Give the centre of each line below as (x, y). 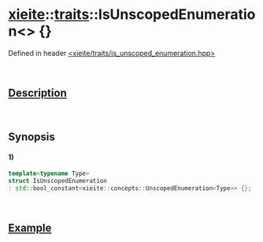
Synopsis (31, 137)
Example (30, 228)
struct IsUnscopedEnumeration (58, 181)
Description (37, 93)
